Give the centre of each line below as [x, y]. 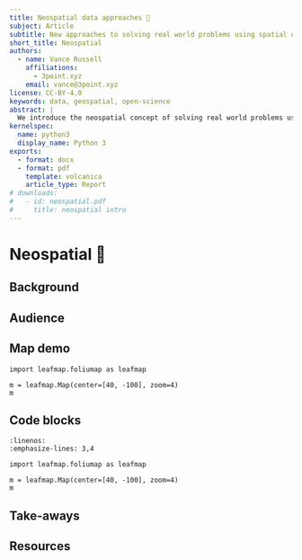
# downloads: [34, 193]
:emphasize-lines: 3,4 [52, 449]
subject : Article [42, 26]
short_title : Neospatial [56, 43]
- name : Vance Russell [60, 59]
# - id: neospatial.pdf [58, 202]
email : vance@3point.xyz [72, 84]
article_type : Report [66, 185]
